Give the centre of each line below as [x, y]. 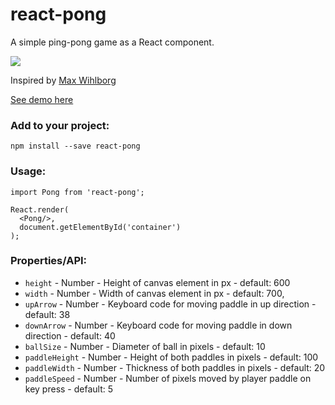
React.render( [40, 209]
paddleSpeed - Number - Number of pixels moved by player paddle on [168, 378]
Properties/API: [49, 261]
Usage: [28, 171]
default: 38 [47, 314]
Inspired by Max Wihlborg [63, 80]
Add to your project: [60, 125]
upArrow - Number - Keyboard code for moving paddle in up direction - [170, 304]
